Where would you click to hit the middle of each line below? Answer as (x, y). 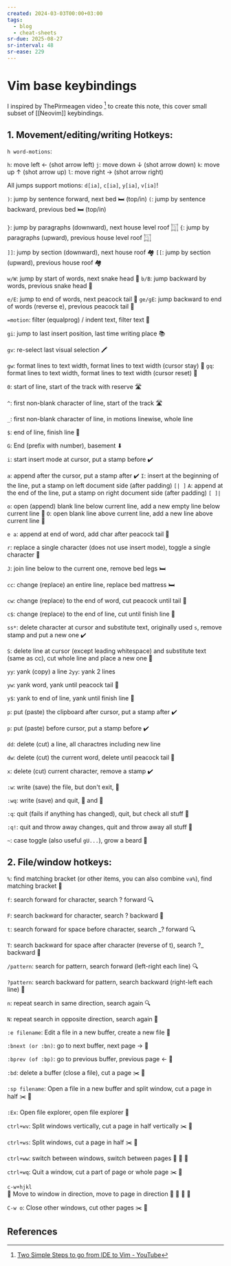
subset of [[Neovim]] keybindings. (56, 113)
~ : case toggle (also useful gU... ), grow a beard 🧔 (77, 841)
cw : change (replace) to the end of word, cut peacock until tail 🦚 (97, 601)
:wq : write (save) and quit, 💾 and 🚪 (55, 801)
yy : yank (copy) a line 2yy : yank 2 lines (61, 671)
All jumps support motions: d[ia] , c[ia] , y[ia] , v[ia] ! (83, 186)
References (32, 1232)
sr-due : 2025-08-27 (35, 39)
